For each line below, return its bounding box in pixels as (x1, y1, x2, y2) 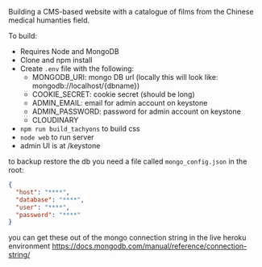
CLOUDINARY (31, 115, 79, 124)
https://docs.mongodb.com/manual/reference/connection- (52, 241, 247, 251)
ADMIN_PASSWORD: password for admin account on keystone (31, 106, 242, 116)
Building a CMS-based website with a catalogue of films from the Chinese (8, 7, 254, 16)
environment (8, 241, 51, 251)
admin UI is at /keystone (19, 141, 101, 150)
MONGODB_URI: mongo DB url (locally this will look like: (31, 73, 218, 81)
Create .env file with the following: (19, 64, 135, 73)
